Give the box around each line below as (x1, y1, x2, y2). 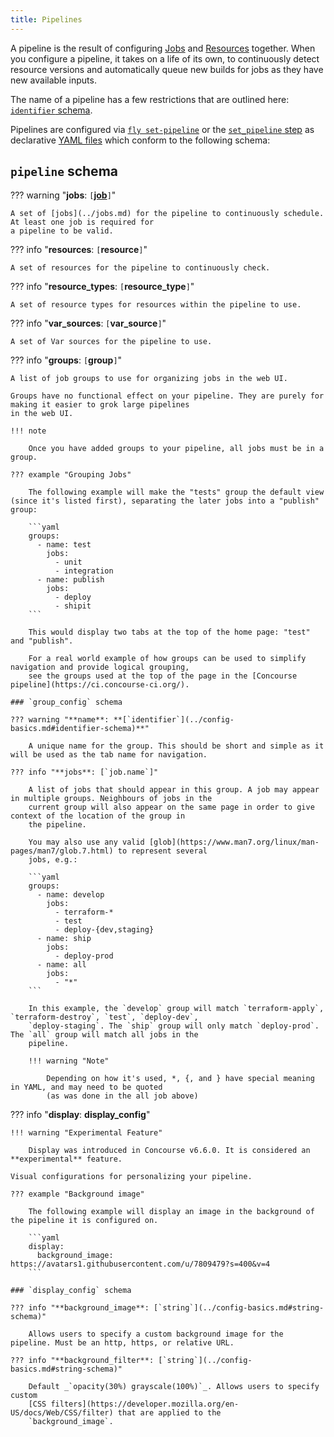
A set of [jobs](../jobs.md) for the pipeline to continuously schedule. (10, 209, 325, 219)
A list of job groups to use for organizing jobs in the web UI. (10, 374, 288, 384)
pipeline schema (10, 163, 118, 180)
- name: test (36, 540, 92, 550)
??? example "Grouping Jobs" (10, 470, 132, 480)
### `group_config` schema (10, 697, 123, 708)
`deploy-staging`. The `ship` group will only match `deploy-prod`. (28, 1021, 320, 1031)
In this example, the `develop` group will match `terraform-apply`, (28, 1004, 325, 1014)
